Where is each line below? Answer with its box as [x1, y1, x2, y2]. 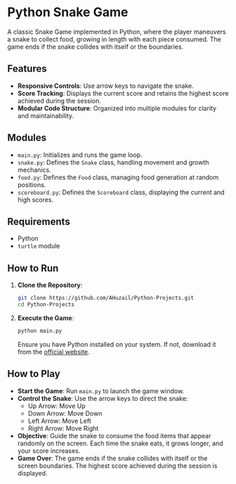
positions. [17, 180, 46, 189]
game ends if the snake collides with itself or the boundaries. [7, 42, 184, 51]
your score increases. [17, 446, 81, 454]
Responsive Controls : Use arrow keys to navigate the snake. [17, 82, 195, 90]
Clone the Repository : [17, 281, 83, 289]
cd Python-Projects [17, 301, 75, 308]
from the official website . [17, 348, 90, 356]
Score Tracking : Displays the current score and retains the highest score [17, 89, 229, 97]
